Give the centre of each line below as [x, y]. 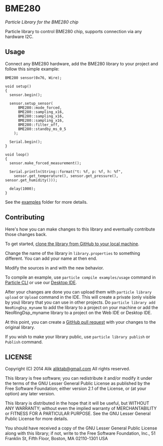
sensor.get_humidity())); [31, 180]
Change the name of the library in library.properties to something [72, 253]
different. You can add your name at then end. [51, 258]
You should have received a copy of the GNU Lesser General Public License [81, 428]
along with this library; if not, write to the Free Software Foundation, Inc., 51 [80, 433]
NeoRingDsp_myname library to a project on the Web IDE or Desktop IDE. [79, 312]
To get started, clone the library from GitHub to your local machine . [72, 244]
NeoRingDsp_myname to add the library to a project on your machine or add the [81, 307]
